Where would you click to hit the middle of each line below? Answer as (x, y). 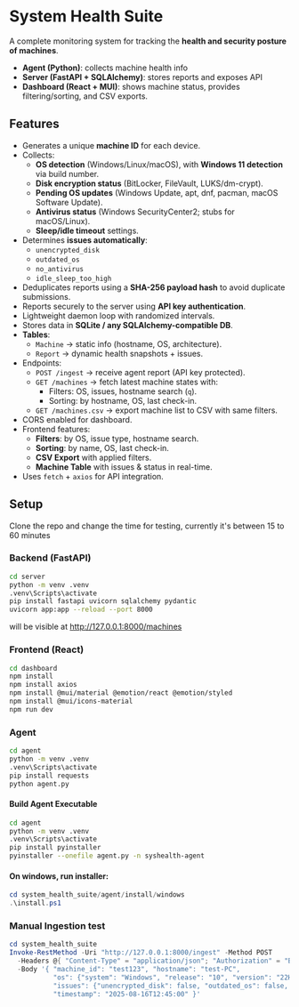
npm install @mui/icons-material (71, 701)
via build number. (67, 173)
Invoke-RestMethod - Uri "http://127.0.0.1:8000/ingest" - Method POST (141, 953)
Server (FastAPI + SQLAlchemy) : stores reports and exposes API (142, 77)
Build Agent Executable (53, 804)
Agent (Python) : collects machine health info (105, 68)
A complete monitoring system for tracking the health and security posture (148, 41)
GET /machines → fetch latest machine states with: (126, 382)
